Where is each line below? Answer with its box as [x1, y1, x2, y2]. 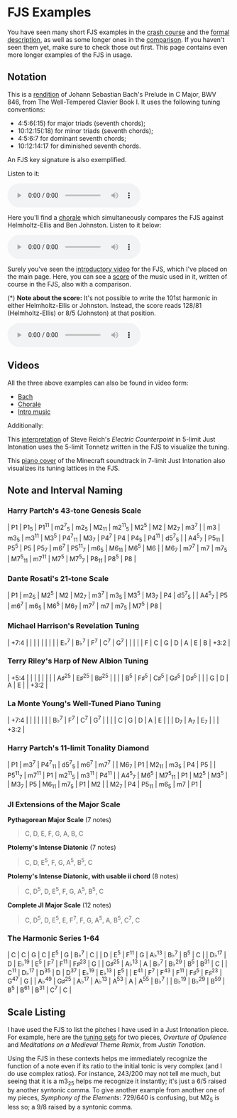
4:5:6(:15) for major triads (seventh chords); [17, 119, 145, 127]
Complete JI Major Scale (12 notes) [7, 900, 112, 909]
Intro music [17, 407, 51, 416]
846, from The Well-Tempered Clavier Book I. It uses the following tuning [7, 97, 221, 106]
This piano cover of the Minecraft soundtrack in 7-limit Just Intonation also [7, 456, 226, 464]
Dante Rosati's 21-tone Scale [7, 573, 109, 583]
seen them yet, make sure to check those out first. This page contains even [7, 43, 228, 51]
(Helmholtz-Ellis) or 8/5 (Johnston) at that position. [7, 309, 156, 317]
